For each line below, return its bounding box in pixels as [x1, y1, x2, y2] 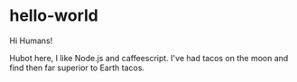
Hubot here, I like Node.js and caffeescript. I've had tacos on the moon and [9, 52, 289, 63]
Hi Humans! [9, 35, 53, 46]
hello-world [9, 5, 99, 26]
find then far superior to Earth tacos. [9, 62, 145, 73]
